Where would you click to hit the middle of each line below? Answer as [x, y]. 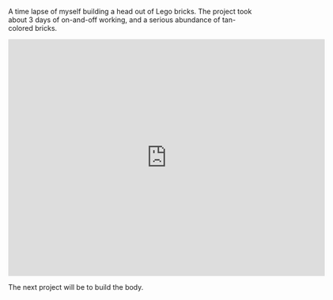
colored [21, 28]
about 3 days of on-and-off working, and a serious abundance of [114, 20]
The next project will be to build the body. [76, 287]
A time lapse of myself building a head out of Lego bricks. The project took [130, 11]
